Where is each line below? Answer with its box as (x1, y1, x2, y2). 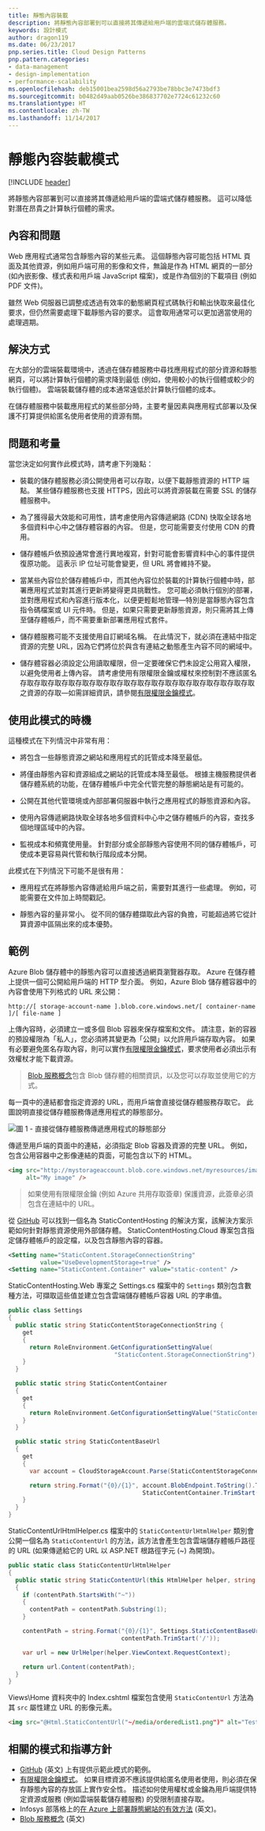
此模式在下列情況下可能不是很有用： (8, 866, 126, 876)
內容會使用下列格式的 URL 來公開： (8, 987, 123, 996)
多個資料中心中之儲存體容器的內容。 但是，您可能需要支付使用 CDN (19, 522, 240, 532)
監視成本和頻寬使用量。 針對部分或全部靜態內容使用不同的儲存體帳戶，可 (19, 840, 257, 849)
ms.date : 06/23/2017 (8, 41, 77, 49)
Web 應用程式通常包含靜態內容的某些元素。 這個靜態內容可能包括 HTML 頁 (8, 251, 251, 260)
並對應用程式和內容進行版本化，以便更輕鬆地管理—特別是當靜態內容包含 (19, 595, 255, 605)
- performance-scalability (8, 77, 97, 85)
